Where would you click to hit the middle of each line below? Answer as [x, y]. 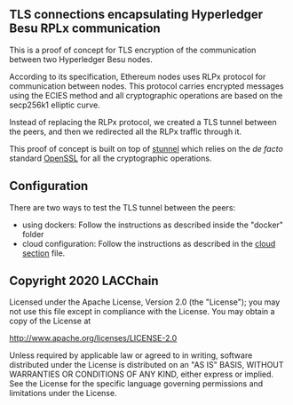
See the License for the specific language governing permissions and [136, 384]
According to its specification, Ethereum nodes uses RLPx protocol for [138, 76]
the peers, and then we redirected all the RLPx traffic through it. [126, 131]
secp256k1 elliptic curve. [55, 105]
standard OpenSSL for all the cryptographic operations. [111, 158]
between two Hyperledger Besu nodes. [81, 59]
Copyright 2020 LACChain [84, 281]
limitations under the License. [63, 393]
